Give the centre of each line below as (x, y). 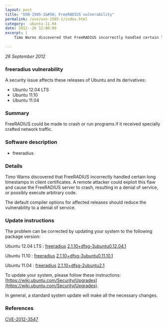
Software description (31, 142)
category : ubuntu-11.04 (31, 24)
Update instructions (30, 220)
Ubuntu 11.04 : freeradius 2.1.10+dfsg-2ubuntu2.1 (55, 266)
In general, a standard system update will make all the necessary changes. (82, 295)
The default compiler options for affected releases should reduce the (76, 202)
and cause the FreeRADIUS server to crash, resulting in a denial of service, (82, 187)
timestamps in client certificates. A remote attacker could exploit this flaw (80, 182)
